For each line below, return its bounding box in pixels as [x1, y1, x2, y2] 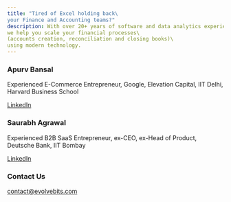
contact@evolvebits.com [7, 187, 78, 195]
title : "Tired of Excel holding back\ [7, 10, 118, 17]
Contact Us [7, 171, 46, 181]
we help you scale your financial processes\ [7, 29, 140, 36]
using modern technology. [7, 42, 81, 49]
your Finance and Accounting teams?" [7, 16, 115, 23]
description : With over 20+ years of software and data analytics [7, 23, 201, 30]
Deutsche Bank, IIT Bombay [7, 141, 86, 149]
